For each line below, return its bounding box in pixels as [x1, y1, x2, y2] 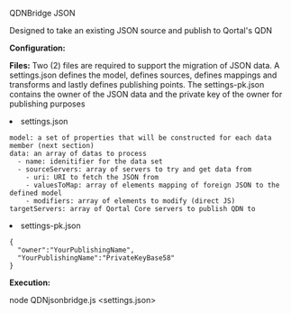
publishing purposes [9, 98, 86, 109]
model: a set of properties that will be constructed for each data [9, 134, 272, 143]
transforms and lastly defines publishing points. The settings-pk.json [9, 79, 265, 89]
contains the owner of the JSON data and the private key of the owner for [9, 89, 283, 99]
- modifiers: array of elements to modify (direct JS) [25, 197, 236, 206]
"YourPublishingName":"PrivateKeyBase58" [17, 254, 176, 263]
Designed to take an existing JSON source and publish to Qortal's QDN [9, 25, 273, 35]
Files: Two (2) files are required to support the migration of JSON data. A [9, 60, 280, 70]
